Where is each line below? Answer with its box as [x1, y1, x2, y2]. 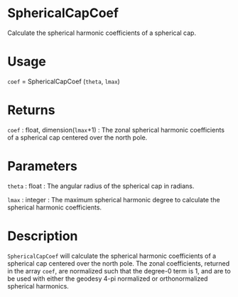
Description [7, 228, 78, 244]
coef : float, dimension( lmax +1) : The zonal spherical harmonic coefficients [7, 125, 225, 134]
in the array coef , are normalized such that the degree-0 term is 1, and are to [7, 266, 231, 275]
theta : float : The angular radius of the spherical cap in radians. [7, 182, 195, 190]
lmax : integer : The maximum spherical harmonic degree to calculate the [7, 195, 220, 204]
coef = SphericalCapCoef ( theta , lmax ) [7, 77, 121, 85]
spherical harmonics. [7, 281, 69, 290]
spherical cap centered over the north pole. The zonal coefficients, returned [7, 259, 230, 268]
